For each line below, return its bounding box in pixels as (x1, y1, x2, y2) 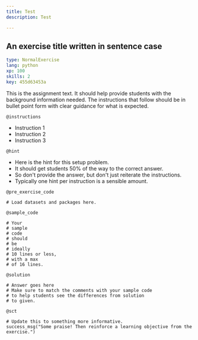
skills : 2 (6, 73, 31, 79)
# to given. (6, 297, 36, 304)
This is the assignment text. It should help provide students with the (6, 89, 171, 97)
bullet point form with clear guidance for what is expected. (6, 102, 149, 110)
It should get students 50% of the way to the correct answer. (14, 165, 164, 172)
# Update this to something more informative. (6, 318, 123, 325)
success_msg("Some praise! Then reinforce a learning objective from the (6, 323, 193, 329)
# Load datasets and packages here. (6, 199, 97, 205)
